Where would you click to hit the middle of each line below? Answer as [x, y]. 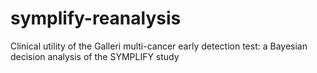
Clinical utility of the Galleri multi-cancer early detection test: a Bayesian [159, 46]
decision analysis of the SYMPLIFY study [95, 56]
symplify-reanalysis [96, 18]
